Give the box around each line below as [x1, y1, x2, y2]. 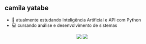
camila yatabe [4, 4, 49, 12]
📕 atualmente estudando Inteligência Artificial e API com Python [11, 17, 141, 22]
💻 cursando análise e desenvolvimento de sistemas [11, 22, 117, 28]
